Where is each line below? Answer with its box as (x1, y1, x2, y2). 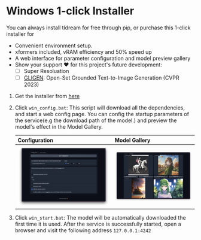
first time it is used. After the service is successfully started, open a (14, 220, 181, 228)
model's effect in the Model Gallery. (14, 123, 103, 130)
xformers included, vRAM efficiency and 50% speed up (14, 48, 153, 55)
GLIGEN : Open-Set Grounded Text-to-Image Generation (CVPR (23, 74, 179, 81)
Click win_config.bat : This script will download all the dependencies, (14, 104, 185, 111)
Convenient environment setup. (14, 42, 93, 49)
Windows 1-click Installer (6, 4, 135, 18)
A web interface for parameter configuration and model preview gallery (14, 54, 191, 62)
